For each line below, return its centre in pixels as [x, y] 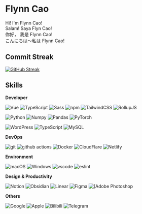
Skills [14, 85]
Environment [19, 157]
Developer [16, 98]
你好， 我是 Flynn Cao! [29, 34]
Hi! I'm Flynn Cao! [24, 23]
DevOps [14, 137]
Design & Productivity [29, 176]
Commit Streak [29, 57]
